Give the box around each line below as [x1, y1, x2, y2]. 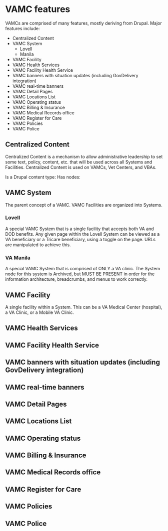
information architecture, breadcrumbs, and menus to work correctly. [5, 276, 148, 282]
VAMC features [5, 4, 70, 15]
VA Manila [5, 254, 31, 261]
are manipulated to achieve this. [5, 242, 71, 248]
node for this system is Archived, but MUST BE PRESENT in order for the [5, 271, 155, 277]
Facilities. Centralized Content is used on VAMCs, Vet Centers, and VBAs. [5, 164, 156, 170]
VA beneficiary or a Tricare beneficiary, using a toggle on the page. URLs [5, 236, 156, 242]
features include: [5, 25, 40, 31]
